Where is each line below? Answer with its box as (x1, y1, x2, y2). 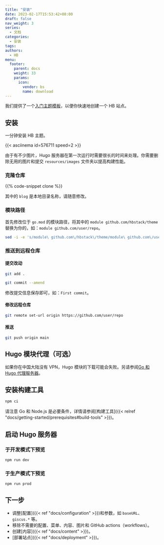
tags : (5, 44, 16, 48)
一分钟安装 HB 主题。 (5, 132, 48, 138)
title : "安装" (5, 7, 33, 12)
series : (5, 25, 21, 30)
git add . (5, 271, 25, 276)
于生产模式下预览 (5, 470, 45, 477)
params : (14, 75, 29, 80)
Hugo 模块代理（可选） (5, 350, 75, 358)
